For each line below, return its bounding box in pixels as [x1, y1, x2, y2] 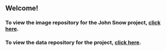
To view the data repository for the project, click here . [5, 39, 141, 46]
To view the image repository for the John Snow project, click [5, 19, 161, 26]
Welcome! [5, 4, 38, 13]
